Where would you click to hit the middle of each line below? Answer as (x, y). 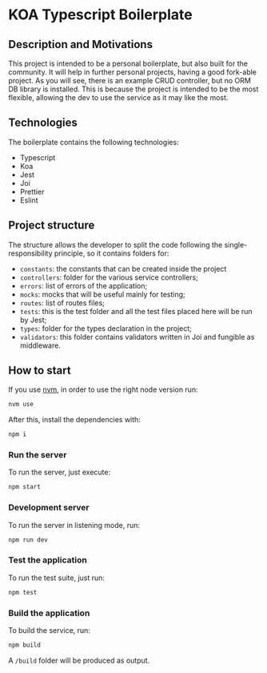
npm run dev (28, 540)
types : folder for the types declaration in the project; (106, 328)
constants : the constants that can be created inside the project (123, 268)
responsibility (31, 253)
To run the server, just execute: (59, 472)
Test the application (48, 560)
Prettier (32, 191)
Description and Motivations (81, 44)
